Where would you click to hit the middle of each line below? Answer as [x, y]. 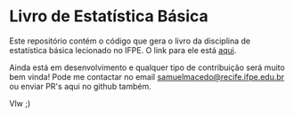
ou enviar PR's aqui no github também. [80, 86]
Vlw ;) [20, 103]
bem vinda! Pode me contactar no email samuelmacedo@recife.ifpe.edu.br [147, 76]
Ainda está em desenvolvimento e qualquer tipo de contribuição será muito [147, 67]
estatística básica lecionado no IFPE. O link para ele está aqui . [123, 50]
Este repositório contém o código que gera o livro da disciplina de [130, 41]
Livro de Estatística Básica [109, 16]
